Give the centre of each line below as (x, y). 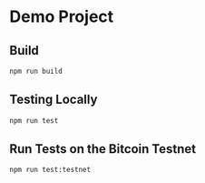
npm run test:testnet (50, 170)
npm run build (36, 71)
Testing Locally (54, 100)
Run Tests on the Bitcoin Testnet (103, 149)
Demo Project (62, 17)
